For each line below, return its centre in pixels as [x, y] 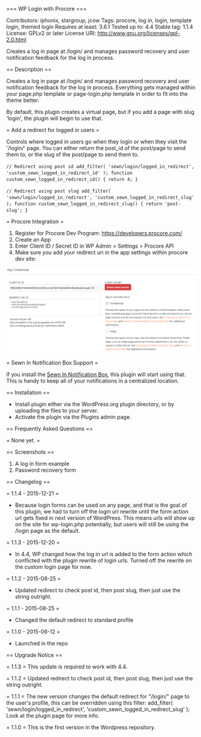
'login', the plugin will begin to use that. [55, 118]
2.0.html [16, 39]
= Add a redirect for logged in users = [53, 130]
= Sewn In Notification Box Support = [52, 363]
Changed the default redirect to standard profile [74, 620]
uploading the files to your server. [57, 411]
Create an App [33, 240]
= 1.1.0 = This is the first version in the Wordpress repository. [81, 727]
